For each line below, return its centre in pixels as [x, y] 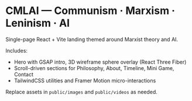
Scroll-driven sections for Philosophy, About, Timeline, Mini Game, [94, 68]
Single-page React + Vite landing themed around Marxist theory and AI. [92, 39]
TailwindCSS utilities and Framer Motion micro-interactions [85, 81]
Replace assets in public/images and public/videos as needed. [81, 92]
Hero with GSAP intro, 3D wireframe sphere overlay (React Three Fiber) [100, 62]
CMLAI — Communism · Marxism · [90, 11]
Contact [23, 74]
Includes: [16, 50]
